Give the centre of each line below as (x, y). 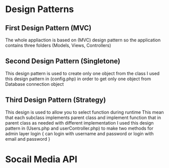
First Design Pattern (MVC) (48, 28)
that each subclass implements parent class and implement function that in (83, 118)
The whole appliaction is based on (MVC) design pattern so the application (83, 40)
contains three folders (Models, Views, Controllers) (58, 45)
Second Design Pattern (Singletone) (63, 61)
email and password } (28, 139)
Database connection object (35, 84)
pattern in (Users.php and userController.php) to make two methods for (79, 128)
